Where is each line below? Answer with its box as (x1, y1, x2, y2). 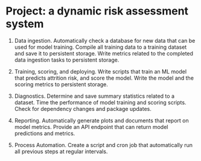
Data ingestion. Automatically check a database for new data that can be (14, 37, 196, 44)
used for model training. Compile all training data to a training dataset (14, 43, 187, 51)
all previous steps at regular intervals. (14, 148, 108, 155)
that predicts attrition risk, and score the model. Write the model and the (14, 74, 194, 81)
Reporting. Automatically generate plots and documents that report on (14, 116, 189, 124)
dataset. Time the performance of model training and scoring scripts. (14, 98, 187, 106)
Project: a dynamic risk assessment (5, 4, 188, 18)
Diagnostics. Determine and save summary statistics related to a (14, 92, 175, 99)
